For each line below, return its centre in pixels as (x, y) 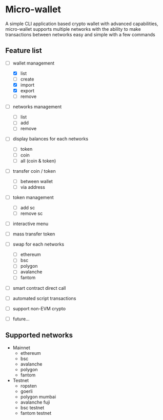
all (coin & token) (38, 161)
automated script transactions (44, 298)
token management (33, 197)
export (27, 91)
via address (33, 187)
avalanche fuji (35, 402)
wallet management (34, 63)
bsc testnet (32, 407)
